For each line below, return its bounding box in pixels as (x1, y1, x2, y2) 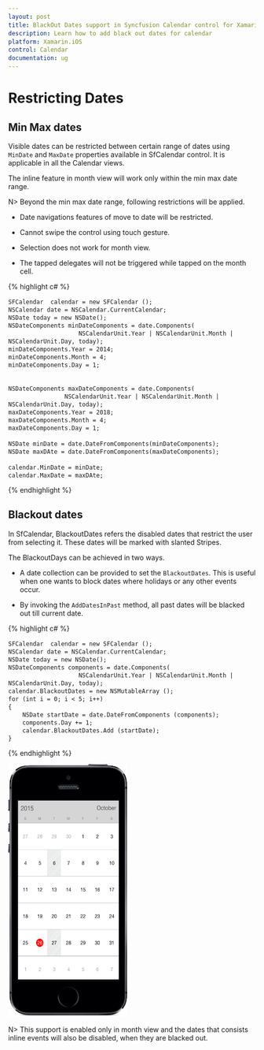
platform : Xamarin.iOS (8, 38, 82, 46)
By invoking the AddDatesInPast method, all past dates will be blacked (19, 600, 245, 609)
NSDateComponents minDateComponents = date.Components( (8, 322, 195, 330)
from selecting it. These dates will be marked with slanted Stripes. (8, 537, 222, 547)
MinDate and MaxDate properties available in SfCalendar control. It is (8, 150, 225, 159)
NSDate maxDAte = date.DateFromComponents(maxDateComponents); (8, 448, 220, 456)
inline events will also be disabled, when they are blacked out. (8, 1033, 208, 1042)
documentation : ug (8, 54, 68, 62)
